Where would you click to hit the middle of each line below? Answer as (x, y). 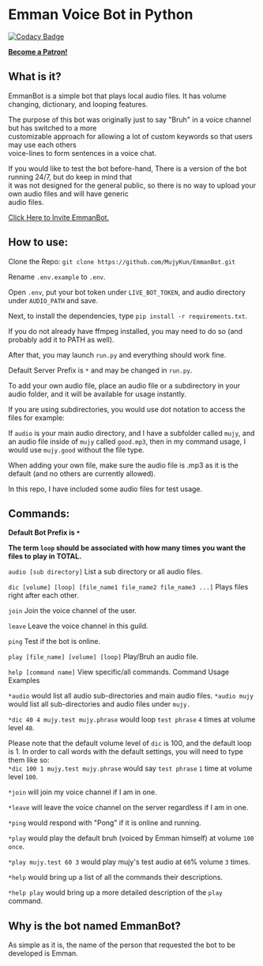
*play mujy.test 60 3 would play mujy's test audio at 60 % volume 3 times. (129, 862)
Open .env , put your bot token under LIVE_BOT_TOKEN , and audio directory (127, 292)
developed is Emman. (43, 953)
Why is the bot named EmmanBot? (95, 926)
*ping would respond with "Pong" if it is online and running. (105, 823)
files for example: (36, 418)
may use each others (42, 145)
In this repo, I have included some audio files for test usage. (105, 489)
